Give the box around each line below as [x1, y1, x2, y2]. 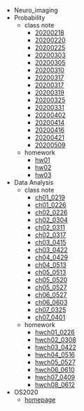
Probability [13, 13, 45, 22]
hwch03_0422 [34, 343, 77, 351]
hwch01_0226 [34, 328, 76, 336]
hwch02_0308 [34, 336, 77, 344]
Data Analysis [13, 178, 54, 186]
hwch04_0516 [34, 350, 76, 359]
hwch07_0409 [34, 373, 76, 381]
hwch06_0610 [34, 366, 75, 374]
